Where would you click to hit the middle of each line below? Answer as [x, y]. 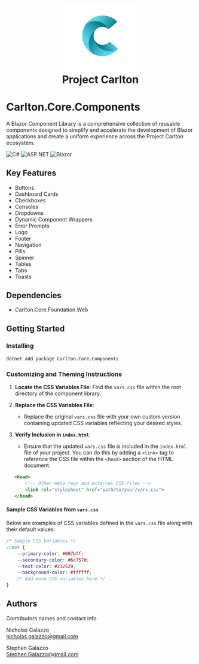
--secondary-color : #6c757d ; [53, 560]
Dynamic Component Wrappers [53, 219]
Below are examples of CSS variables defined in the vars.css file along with [99, 523]
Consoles [27, 207]
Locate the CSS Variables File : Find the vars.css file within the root [98, 387]
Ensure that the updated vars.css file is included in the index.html [105, 446]
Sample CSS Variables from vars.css [52, 510]
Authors [22, 604]
